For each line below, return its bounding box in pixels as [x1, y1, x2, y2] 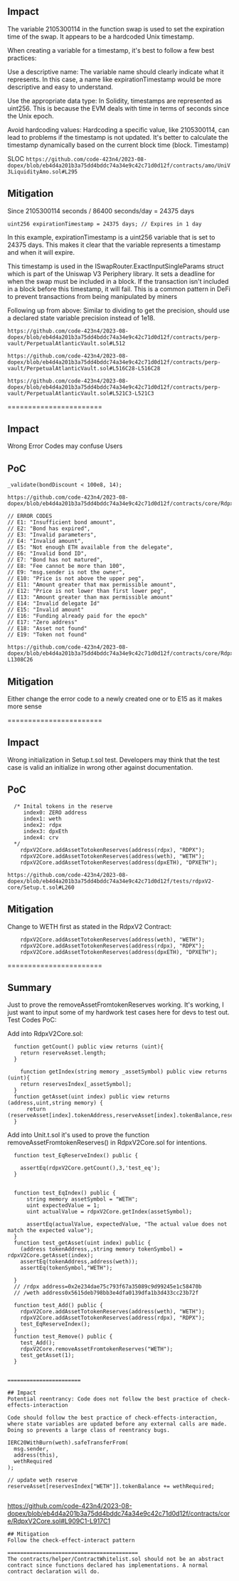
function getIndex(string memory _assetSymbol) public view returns [20, 1068, 228, 1076]
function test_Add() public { [14, 1302, 103, 1309]
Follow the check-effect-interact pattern [7, 1537, 135, 1544]
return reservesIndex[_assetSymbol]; [20, 1081, 132, 1088]
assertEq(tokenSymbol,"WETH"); [20, 1264, 113, 1272]
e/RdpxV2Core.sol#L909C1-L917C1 [7, 1517, 111, 1525]
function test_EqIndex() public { [14, 1189, 116, 1197]
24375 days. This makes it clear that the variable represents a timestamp [7, 240, 221, 249]
